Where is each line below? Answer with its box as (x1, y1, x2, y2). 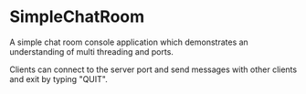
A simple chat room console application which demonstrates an (9, 37, 248, 47)
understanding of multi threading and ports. (9, 46, 174, 57)
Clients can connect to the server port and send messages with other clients (9, 64, 298, 75)
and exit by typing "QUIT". (9, 73, 108, 84)
